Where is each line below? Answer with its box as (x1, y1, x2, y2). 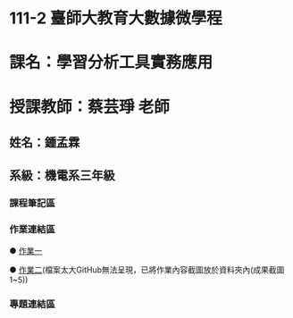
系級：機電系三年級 (9, 168, 115, 183)
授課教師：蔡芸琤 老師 (9, 96, 170, 117)
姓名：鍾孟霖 (9, 135, 80, 150)
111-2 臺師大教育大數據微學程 (9, 8, 222, 29)
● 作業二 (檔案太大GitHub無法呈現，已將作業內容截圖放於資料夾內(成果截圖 (9, 264, 285, 275)
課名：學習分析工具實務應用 (9, 53, 213, 72)
